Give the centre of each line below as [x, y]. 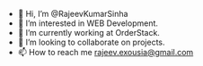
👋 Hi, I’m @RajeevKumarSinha [73, 14]
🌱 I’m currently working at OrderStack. [88, 33]
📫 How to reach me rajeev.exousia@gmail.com [106, 52]
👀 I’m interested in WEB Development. [88, 23]
